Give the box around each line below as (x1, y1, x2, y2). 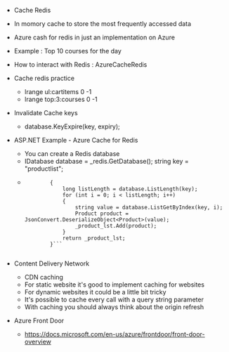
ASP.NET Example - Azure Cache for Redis (13, 136, 138, 144)
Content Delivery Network (13, 259, 90, 268)
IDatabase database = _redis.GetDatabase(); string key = (24, 157, 189, 165)
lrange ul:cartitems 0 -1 (24, 88, 92, 96)
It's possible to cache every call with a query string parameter (24, 295, 204, 304)
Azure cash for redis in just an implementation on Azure (13, 33, 176, 41)
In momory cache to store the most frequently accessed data (13, 20, 192, 27)
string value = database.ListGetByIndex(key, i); (74, 204, 223, 211)
